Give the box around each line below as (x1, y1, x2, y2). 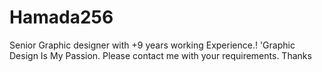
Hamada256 (9, 6, 114, 29)
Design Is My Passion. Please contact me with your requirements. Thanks (9, 49, 312, 61)
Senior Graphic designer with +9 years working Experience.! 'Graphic (9, 39, 296, 51)
